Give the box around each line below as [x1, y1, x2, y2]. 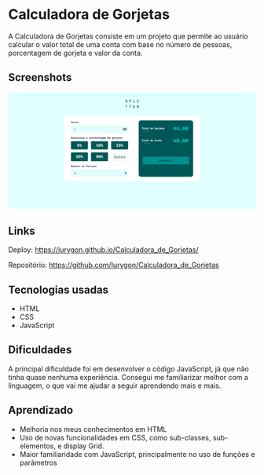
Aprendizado [8, 404, 73, 417]
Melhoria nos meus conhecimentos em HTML [19, 424, 167, 433]
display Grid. [63, 441, 104, 451]
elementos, [19, 441, 57, 451]
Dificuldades [8, 343, 72, 356]
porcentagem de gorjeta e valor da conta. [8, 48, 143, 57]
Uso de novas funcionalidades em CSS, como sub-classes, [19, 433, 211, 442]
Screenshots [8, 71, 72, 84]
